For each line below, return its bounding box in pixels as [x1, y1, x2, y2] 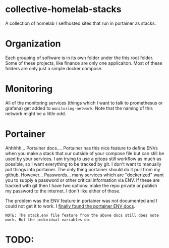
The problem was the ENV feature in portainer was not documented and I [5, 197, 157, 204]
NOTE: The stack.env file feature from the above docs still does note [5, 213, 159, 218]
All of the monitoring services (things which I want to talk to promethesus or [5, 100, 163, 106]
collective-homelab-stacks [5, 4, 122, 15]
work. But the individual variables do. [5, 217, 92, 222]
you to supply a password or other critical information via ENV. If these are [5, 177, 160, 183]
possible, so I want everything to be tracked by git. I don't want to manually [5, 161, 161, 167]
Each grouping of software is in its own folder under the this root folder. [5, 55, 154, 61]
